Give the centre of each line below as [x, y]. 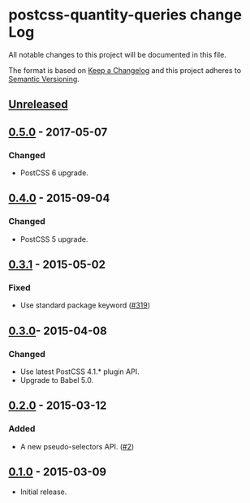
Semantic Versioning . [44, 79]
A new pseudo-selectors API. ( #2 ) [77, 446]
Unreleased [39, 104]
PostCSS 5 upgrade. [54, 239]
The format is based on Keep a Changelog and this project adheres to [125, 70]
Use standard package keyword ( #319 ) [85, 305]
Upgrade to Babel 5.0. [57, 380]
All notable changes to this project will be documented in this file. [118, 54]
